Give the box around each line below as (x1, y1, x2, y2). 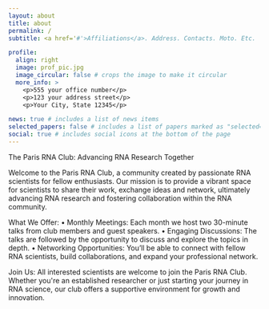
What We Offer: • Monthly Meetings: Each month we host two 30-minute (8, 218, 248, 227)
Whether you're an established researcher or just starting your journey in (8, 275, 249, 285)
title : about (8, 19, 52, 27)
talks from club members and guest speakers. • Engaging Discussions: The (8, 226, 258, 235)
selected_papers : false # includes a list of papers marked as (8, 123, 224, 131)
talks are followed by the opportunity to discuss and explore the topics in (8, 234, 249, 244)
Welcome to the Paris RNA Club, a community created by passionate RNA (8, 168, 251, 177)
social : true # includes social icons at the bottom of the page (8, 130, 231, 139)
